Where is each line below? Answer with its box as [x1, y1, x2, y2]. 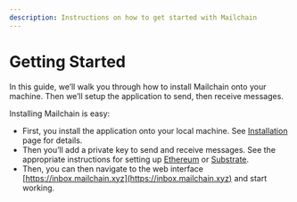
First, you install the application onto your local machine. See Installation [21, 125, 288, 136]
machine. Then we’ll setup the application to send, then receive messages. [9, 90, 284, 101]
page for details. [21, 135, 83, 146]
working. [21, 182, 55, 193]
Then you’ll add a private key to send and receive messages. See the [21, 144, 276, 155]
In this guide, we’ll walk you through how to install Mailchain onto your [9, 81, 267, 92]
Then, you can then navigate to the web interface [21, 163, 203, 174]
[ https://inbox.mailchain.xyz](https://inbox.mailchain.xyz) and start [21, 173, 268, 183]
